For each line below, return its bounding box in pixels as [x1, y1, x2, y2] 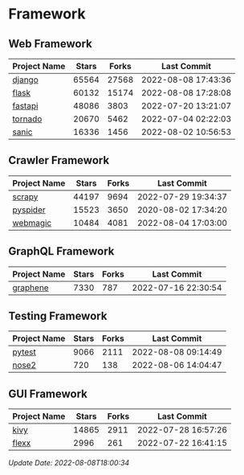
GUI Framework [8, 387, 88, 400]
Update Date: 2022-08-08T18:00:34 [8, 458, 130, 468]
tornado [12, 113, 43, 125]
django [12, 74, 39, 85]
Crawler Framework [8, 154, 110, 167]
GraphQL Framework [8, 244, 115, 258]
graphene [12, 282, 50, 293]
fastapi [12, 100, 39, 111]
